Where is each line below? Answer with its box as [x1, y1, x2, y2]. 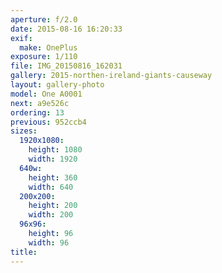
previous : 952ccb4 [10, 117, 87, 127]
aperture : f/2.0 [10, 14, 78, 25]
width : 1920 [28, 154, 78, 164]
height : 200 [28, 201, 78, 211]
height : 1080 [28, 145, 83, 155]
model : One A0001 [10, 89, 83, 99]
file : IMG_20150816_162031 [10, 61, 123, 71]
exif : [10, 33, 33, 43]
